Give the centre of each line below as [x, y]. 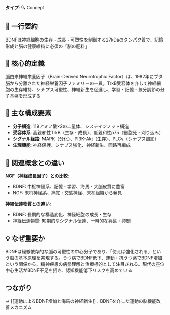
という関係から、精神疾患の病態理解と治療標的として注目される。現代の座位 [85, 264]
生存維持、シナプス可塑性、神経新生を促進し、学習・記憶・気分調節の [87, 89]
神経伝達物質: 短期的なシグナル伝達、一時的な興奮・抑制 [71, 221]
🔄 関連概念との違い [35, 163]
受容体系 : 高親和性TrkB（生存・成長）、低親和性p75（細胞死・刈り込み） [88, 133]
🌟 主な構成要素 [28, 113]
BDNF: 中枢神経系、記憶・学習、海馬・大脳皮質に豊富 [69, 187]
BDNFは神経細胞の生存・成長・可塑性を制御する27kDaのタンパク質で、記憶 [84, 40]
